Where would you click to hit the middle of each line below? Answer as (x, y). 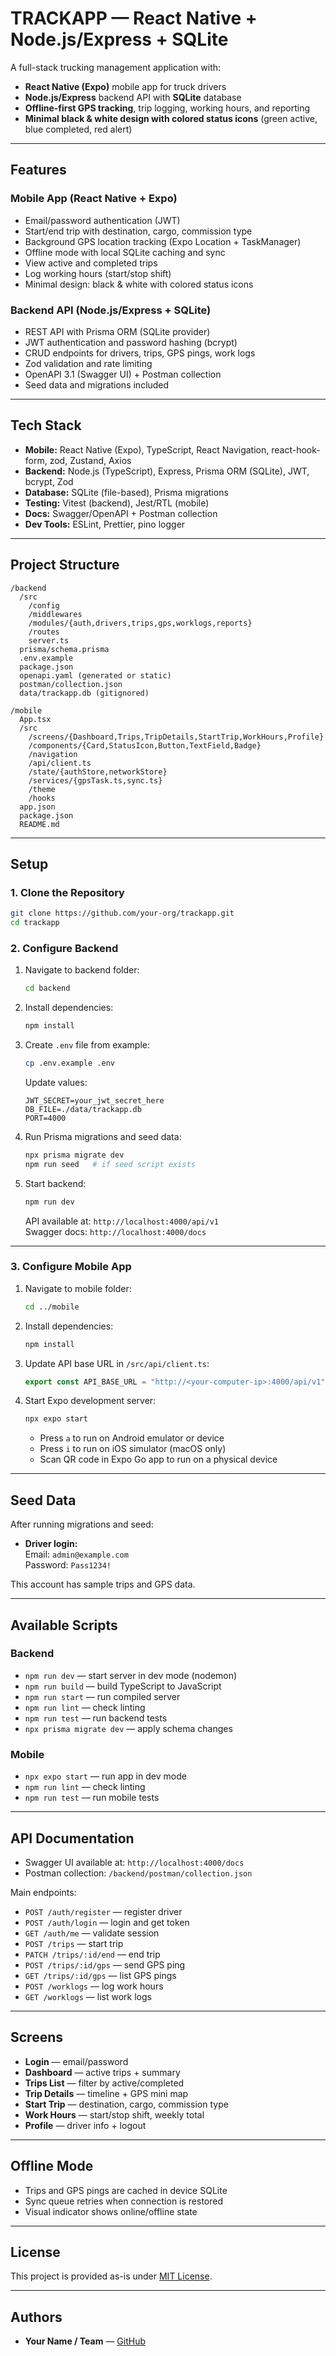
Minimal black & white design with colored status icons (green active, (171, 118)
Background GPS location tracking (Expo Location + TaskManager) (163, 241)
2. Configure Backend (64, 948)
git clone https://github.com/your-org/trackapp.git (122, 913)
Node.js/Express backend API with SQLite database (133, 97)
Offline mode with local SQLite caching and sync (125, 252)
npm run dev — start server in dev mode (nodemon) (131, 1675)
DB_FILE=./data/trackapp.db (83, 1109)
